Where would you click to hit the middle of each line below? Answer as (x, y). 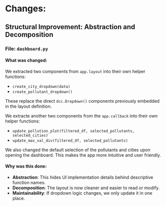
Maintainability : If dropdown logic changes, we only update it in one (82, 193)
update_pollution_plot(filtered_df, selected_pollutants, (73, 131)
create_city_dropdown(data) (41, 86)
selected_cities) (30, 135)
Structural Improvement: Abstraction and (70, 27)
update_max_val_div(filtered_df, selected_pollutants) (70, 141)
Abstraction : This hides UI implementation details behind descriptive (83, 177)
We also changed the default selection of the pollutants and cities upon (78, 150)
